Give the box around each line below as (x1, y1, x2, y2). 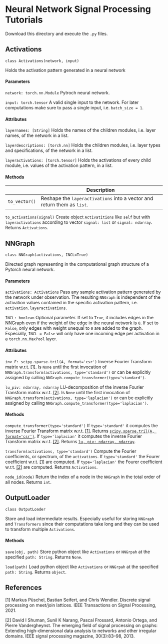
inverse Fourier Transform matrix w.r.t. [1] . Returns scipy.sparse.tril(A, (5, 428, 154, 434)
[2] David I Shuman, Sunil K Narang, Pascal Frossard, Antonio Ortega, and (5, 617, 157, 623)
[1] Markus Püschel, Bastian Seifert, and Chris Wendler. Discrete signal (5, 597, 151, 603)
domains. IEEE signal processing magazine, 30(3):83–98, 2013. (5, 633, 135, 639)
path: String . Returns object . (5, 569, 66, 575)
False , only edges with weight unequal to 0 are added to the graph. (5, 325, 143, 331)
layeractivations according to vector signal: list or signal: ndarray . (5, 219, 152, 225)
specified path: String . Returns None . (5, 554, 82, 560)
